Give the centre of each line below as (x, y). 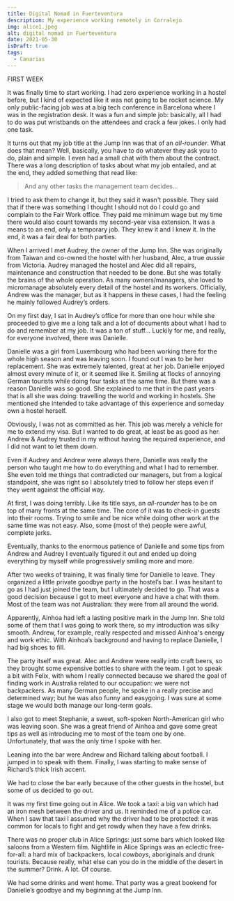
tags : (15, 53)
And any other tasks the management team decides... (101, 186)
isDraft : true (28, 46)
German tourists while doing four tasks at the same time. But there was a (111, 381)
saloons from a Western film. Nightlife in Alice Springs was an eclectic (108, 847)
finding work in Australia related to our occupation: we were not (99, 683)
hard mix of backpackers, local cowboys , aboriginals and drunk (123, 854)
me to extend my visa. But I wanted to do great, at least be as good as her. (114, 431)
